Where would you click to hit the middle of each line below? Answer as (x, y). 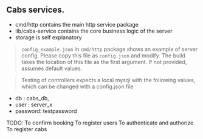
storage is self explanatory (48, 37)
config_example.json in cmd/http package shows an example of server (109, 49)
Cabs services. (36, 10)
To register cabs (27, 129)
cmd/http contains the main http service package (77, 24)
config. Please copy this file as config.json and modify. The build (103, 55)
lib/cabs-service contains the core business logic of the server (94, 31)
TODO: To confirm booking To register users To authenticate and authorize (100, 123)
